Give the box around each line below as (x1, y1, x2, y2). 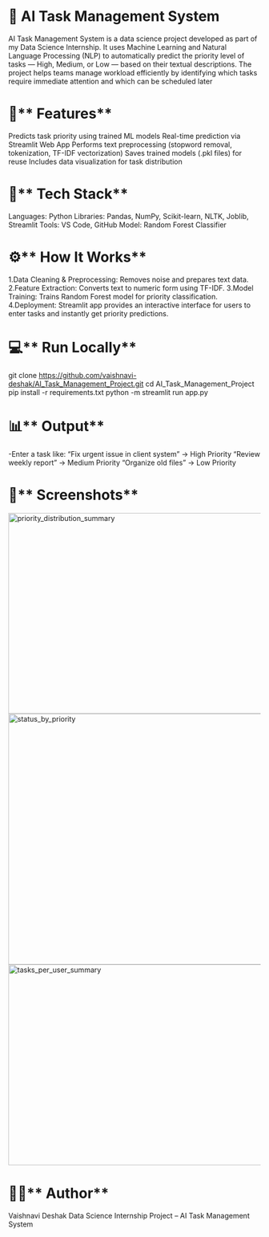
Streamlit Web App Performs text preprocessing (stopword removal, (8, 140, 232, 149)
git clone (8, 370, 38, 380)
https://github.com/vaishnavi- (38, 370, 137, 380)
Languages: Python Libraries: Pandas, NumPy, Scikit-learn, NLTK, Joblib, (8, 211, 250, 221)
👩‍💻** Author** (8, 1184, 110, 1202)
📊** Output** (8, 417, 105, 435)
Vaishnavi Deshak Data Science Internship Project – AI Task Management (8, 1211, 250, 1220)
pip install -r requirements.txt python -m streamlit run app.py (8, 387, 208, 397)
